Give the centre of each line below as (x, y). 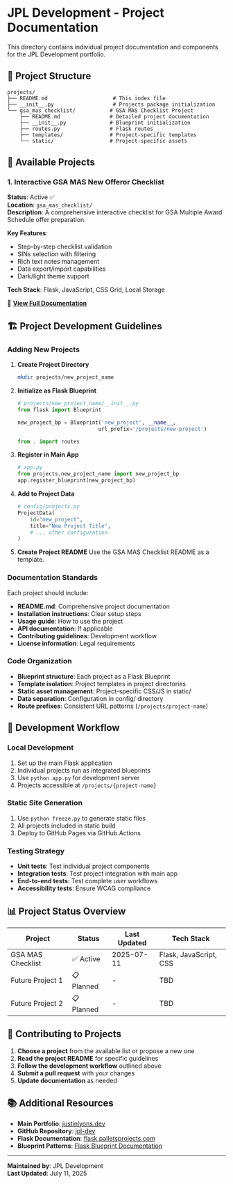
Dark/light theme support (53, 276)
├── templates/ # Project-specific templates (108, 135)
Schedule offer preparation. (47, 220)
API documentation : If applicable (65, 629)
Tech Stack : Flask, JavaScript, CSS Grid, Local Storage (86, 290)
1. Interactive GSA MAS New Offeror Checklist (86, 182)
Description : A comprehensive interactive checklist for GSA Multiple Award (115, 212)
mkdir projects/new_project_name (66, 377)
